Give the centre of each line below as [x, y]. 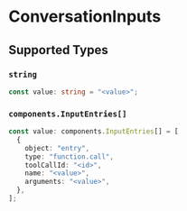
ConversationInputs [85, 17]
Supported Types [59, 50]
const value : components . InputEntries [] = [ [93, 132]
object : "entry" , [57, 148]
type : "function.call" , [70, 156]
